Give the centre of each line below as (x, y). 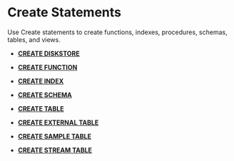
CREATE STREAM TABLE (55, 150)
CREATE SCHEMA (45, 95)
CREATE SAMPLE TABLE (54, 136)
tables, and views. (34, 39)
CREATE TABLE (41, 108)
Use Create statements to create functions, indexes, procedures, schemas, (117, 32)
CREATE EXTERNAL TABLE (58, 123)
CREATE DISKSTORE (49, 53)
